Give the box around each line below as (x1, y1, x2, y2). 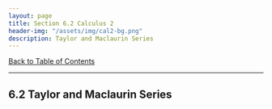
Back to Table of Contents (8, 57, 96, 66)
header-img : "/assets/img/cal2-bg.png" (8, 27, 143, 35)
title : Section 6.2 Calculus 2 (8, 19, 114, 27)
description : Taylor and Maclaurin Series (8, 34, 154, 43)
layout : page (8, 11, 53, 20)
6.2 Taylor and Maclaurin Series (8, 87, 172, 101)
